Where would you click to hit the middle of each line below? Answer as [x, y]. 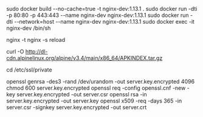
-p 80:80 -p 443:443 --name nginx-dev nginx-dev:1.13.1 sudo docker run [98, 15]
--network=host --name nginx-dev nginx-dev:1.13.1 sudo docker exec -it [104, 22]
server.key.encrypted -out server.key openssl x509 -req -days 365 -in [94, 101]
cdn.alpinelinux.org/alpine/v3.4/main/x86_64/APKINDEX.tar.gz [84, 58]
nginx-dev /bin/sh [29, 28]
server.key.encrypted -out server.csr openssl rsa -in [82, 94]
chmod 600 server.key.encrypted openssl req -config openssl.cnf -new [96, 88]
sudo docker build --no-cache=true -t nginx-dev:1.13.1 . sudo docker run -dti [102, 9]
